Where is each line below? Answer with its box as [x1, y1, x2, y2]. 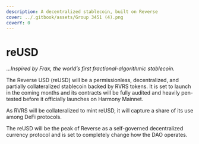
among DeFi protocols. [6, 114, 62, 121]
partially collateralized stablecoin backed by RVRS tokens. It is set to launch [6, 83, 191, 90]
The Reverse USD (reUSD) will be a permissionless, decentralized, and [6, 77, 179, 84]
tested [6, 96, 22, 103]
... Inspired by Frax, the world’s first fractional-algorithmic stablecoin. [6, 65, 175, 72]
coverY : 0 [6, 20, 31, 26]
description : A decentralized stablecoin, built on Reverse [6, 8, 159, 15]
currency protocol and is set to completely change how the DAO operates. [6, 132, 188, 139]
